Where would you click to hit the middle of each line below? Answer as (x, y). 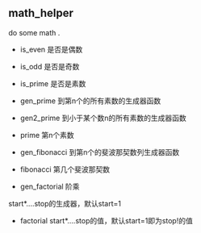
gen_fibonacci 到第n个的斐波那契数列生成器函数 (100, 152)
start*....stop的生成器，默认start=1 (65, 203)
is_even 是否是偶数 (51, 49)
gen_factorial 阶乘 (50, 186)
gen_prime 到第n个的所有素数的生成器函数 (90, 101)
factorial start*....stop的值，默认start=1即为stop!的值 (107, 220)
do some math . (34, 32)
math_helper (41, 13)
